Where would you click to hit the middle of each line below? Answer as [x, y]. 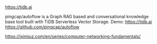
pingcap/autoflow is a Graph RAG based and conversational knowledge [77, 16]
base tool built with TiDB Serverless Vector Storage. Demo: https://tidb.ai [79, 22]
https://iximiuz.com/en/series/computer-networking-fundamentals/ [73, 36]
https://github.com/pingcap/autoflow [42, 27]
